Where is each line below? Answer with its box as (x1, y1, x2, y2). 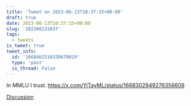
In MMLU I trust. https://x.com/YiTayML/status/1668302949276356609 (6, 82, 185, 89)
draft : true (6, 15, 36, 21)
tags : (6, 31, 20, 38)
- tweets (12, 37, 34, 43)
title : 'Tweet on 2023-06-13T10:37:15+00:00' (6, 8, 123, 15)
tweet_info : (6, 48, 36, 55)
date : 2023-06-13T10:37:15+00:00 (6, 20, 91, 26)
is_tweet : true (6, 43, 45, 49)
